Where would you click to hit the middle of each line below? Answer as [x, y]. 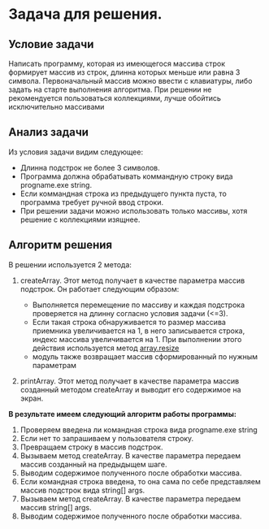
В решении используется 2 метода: [70, 264]
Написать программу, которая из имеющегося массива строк [117, 63]
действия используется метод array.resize [106, 348]
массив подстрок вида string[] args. [82, 490]
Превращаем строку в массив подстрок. [91, 447]
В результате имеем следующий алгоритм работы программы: [123, 414]
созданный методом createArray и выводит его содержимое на [130, 389]
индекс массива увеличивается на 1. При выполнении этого [137, 339]
